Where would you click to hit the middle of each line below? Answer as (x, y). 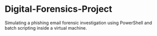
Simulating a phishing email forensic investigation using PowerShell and (78, 23)
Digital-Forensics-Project (58, 9)
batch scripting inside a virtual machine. (46, 28)
